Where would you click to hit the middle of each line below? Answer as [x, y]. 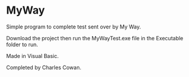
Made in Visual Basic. [32, 56]
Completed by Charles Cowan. [44, 67]
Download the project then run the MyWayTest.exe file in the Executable [95, 38]
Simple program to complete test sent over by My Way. [74, 27]
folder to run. [22, 44]
